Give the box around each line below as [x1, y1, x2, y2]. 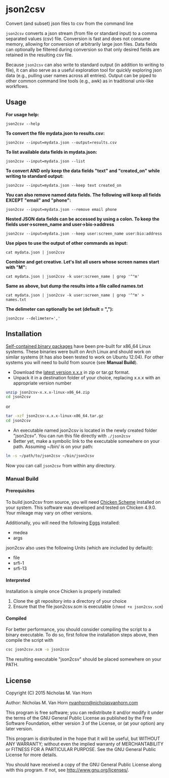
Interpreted [6, 577, 30, 583]
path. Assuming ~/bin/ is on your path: [13, 443, 94, 450]
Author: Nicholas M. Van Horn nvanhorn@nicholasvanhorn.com [6, 700, 138, 706]
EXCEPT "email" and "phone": [6, 197, 71, 203]
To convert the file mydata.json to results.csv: [6, 130, 105, 136]
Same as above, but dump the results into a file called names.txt [6, 283, 144, 289]
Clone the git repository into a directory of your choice [13, 598, 127, 604]
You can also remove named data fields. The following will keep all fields [6, 191, 161, 198]
